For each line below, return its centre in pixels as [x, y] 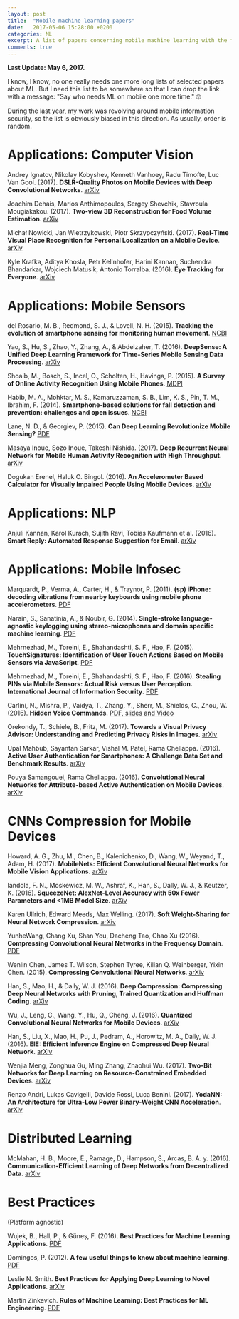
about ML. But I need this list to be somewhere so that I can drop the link [113, 89]
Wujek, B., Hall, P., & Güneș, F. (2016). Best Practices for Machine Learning [119, 1235]
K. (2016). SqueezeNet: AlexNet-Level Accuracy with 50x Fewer [103, 893]
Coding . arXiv [28, 1001]
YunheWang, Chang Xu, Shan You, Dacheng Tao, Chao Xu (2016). [104, 936]
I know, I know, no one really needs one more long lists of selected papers [116, 81]
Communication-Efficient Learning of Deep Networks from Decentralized [118, 1165]
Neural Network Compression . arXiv [62, 921]
